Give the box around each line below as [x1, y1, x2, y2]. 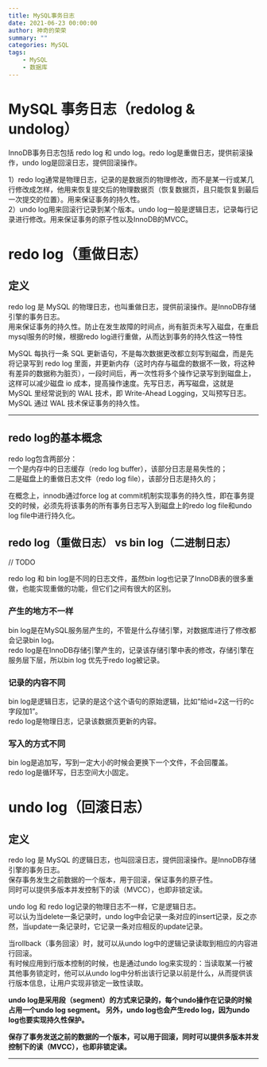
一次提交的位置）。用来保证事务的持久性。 [8, 194, 145, 204]
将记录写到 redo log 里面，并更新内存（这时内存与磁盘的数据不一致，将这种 [8, 359, 256, 368]
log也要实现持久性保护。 [8, 1015, 89, 1025]
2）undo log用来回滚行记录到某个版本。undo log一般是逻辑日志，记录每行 [8, 204, 252, 214]
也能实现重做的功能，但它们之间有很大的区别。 [21, 584, 176, 593]
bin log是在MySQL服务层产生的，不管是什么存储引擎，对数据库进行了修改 [8, 625, 250, 634]
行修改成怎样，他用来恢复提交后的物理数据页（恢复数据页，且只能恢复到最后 [8, 184, 259, 194]
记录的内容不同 [8, 677, 66, 688]
